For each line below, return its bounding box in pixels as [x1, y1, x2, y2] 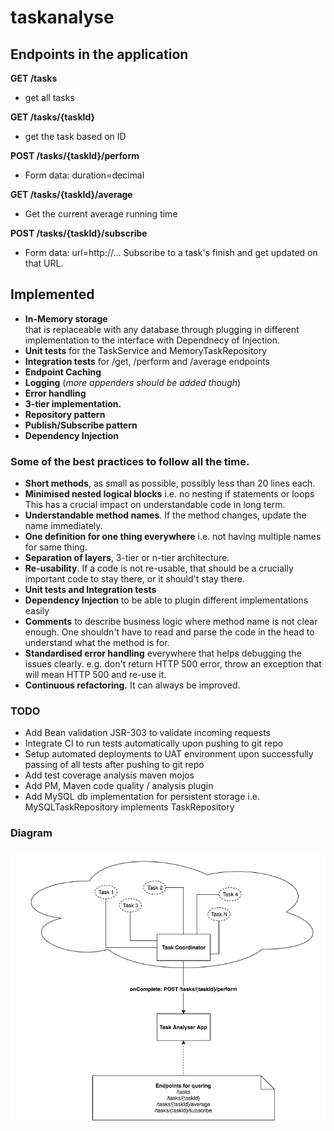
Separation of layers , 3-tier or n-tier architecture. [24, 552, 230, 564]
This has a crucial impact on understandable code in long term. [24, 499, 286, 511]
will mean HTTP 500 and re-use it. [24, 669, 167, 681]
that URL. [24, 257, 64, 269]
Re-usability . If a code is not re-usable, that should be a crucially [24, 562, 294, 575]
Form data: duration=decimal [24, 169, 145, 181]
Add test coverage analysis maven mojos [24, 769, 195, 781]
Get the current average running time [24, 208, 178, 220]
